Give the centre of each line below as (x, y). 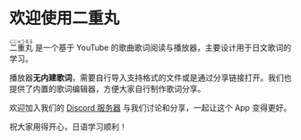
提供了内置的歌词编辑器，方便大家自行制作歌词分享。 (107, 88)
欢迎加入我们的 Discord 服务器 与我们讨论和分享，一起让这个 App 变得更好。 (150, 107)
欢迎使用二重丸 (64, 18)
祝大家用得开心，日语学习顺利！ (68, 127)
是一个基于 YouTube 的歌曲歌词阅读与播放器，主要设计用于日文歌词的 (163, 47)
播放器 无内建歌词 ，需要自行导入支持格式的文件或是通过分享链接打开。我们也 (150, 78)
